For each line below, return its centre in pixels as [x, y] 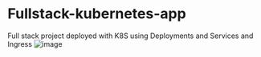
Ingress [20, 44]
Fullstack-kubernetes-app [97, 14]
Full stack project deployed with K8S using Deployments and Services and [130, 36]
